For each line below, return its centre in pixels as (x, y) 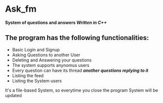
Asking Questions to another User (46, 55)
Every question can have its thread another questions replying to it (80, 70)
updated (13, 95)
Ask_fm (21, 9)
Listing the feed (28, 75)
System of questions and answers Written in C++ (56, 22)
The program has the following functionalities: (77, 38)
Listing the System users (37, 81)
